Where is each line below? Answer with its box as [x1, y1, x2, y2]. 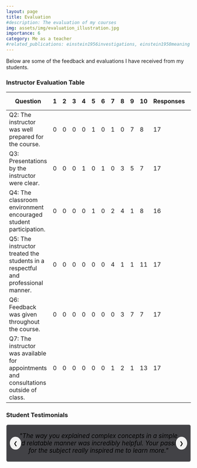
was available [9, 349, 47, 358]
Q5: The [9, 235, 32, 243]
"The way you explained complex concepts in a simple [19, 432, 178, 440]
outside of [9, 386, 37, 394]
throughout [9, 318, 40, 326]
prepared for [9, 133, 44, 141]
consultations [9, 379, 47, 387]
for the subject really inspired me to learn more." [28, 447, 169, 455]
